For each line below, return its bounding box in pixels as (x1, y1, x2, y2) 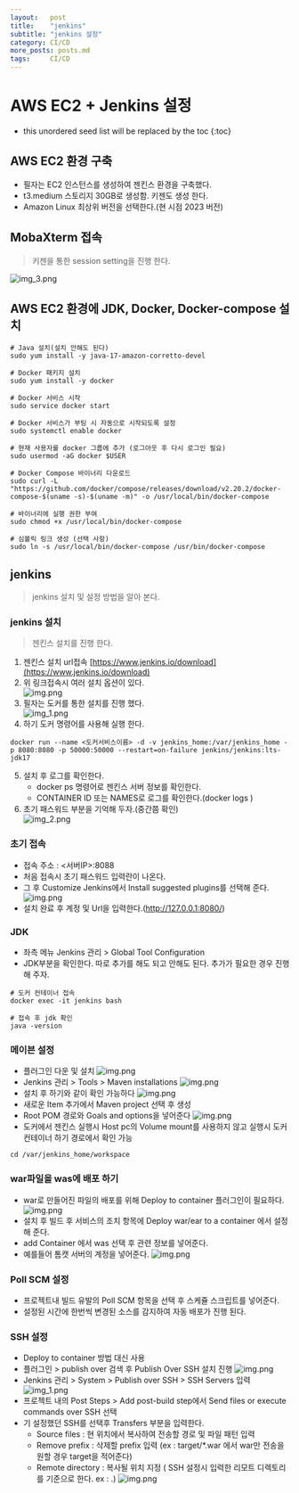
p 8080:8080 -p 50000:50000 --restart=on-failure (10, 746, 198, 755)
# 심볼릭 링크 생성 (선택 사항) (10, 535, 109, 544)
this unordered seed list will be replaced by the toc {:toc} (22, 126, 232, 136)
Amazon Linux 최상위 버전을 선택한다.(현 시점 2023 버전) (22, 201, 223, 212)
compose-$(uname (10, 492, 70, 502)
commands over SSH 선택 (22, 1407, 117, 1417)
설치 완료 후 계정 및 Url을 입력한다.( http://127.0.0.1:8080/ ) (22, 902, 225, 914)
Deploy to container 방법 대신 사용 (22, 1352, 146, 1364)
